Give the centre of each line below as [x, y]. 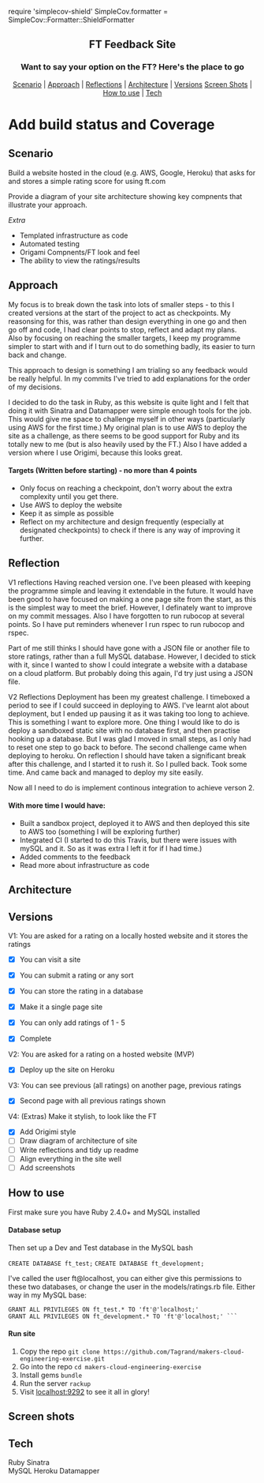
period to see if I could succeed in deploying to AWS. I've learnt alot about [129, 705]
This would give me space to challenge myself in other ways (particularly [127, 419]
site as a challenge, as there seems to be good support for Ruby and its [124, 436]
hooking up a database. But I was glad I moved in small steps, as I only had [130, 738]
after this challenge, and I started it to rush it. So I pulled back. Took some [128, 764]
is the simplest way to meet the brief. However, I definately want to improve [130, 607]
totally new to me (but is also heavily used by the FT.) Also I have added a [128, 444]
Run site [22, 1334]
